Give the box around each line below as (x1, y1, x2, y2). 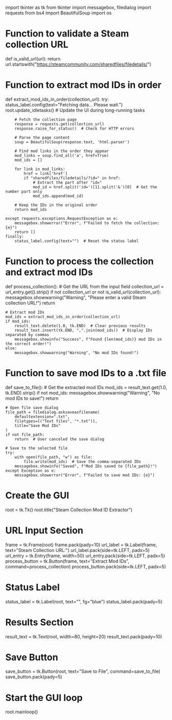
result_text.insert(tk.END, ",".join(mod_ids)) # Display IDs (14, 327, 153, 333)
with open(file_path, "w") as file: (14, 454, 93, 459)
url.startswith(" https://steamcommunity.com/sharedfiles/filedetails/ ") (5, 61, 151, 67)
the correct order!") (5, 341, 52, 346)
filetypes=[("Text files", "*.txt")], (14, 418, 98, 423)
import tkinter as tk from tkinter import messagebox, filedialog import (5, 5, 151, 10)
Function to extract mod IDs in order (5, 79, 162, 91)
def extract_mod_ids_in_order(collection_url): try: (5, 96, 109, 102)
